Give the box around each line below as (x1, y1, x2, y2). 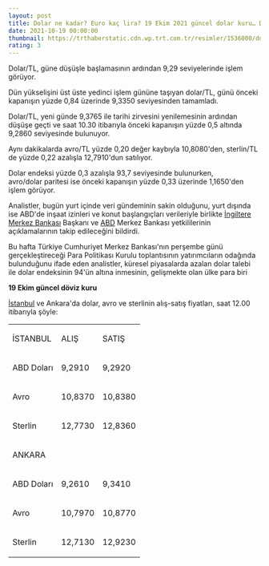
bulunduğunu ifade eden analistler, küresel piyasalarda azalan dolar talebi (8, 259, 251, 269)
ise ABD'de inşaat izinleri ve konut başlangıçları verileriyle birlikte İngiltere (8, 209, 252, 219)
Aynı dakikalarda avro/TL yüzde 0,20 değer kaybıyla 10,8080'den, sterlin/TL (8, 144, 259, 154)
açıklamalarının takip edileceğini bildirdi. (8, 226, 140, 237)
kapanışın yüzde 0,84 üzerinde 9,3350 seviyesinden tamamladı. (8, 96, 219, 106)
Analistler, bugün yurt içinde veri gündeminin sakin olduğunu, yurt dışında (8, 201, 251, 211)
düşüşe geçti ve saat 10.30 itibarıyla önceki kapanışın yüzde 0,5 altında (8, 120, 243, 130)
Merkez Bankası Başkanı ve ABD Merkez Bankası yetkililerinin (8, 218, 211, 228)
